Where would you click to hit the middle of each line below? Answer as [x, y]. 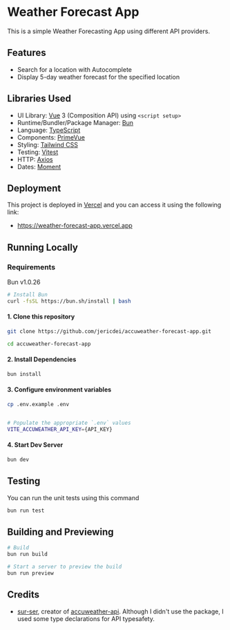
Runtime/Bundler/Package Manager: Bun [75, 122]
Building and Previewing [60, 532]
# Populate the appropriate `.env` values [69, 423]
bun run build [28, 554]
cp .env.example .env [38, 405]
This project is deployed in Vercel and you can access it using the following [114, 205]
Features [27, 53]
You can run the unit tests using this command [73, 497]
